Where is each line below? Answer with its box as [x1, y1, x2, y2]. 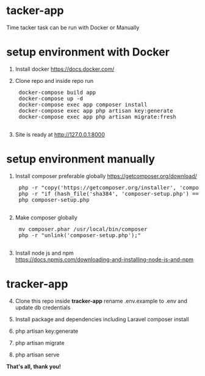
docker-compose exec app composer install [18, 101, 148, 108]
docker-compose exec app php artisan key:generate [18, 107, 173, 114]
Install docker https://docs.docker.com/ [15, 65, 115, 73]
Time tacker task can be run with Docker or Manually [6, 24, 140, 31]
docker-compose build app [18, 89, 96, 96]
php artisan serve [15, 351, 60, 358]
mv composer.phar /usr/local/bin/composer [18, 225, 148, 232]
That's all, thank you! [6, 363, 61, 370]
